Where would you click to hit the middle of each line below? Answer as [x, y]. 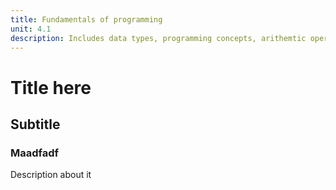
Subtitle [35, 124]
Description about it [51, 175]
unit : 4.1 [31, 29]
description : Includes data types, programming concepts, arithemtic [158, 38]
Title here [51, 87]
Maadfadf [35, 153]
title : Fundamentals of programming [86, 19]
